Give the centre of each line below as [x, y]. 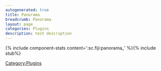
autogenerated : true [27, 10]
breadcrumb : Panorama [28, 19]
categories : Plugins [27, 29]
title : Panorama [22, 15]
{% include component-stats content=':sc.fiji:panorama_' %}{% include [81, 48]
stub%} [13, 53]
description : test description [39, 33]
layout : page [19, 24]
